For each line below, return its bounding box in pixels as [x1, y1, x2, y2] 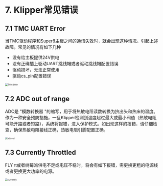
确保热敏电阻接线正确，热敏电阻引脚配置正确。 [13, 127, 108, 133]
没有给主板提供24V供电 [12, 54, 60, 60]
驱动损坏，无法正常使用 [12, 67, 60, 73]
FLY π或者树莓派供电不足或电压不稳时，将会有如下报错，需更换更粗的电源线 [5, 162, 158, 168]
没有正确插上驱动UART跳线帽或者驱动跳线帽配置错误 [12, 61, 118, 66]
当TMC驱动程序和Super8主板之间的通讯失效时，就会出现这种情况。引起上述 [5, 38, 158, 44]
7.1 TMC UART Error [5, 24, 66, 32]
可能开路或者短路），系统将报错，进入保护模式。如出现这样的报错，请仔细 [5, 121, 153, 127]
